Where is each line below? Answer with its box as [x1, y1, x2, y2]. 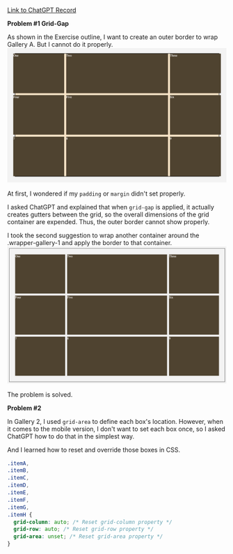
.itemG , [7, 504, 30, 511]
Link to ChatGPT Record [7, 6, 77, 14]
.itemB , [7, 467, 30, 474]
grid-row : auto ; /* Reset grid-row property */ [13, 525, 154, 533]
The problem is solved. [7, 390, 73, 399]
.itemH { [7, 511, 33, 518]
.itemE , [7, 489, 30, 496]
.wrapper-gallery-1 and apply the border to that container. [7, 238, 172, 246]
